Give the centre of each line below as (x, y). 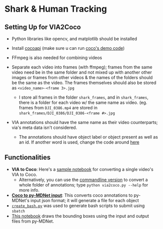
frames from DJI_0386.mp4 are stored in (58, 108)
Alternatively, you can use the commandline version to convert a (83, 180)
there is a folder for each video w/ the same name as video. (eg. (83, 103)
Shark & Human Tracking (56, 9)
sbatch (18, 211)
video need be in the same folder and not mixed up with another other (81, 72)
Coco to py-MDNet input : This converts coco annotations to (72, 195)
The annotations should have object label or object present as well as (88, 137)
